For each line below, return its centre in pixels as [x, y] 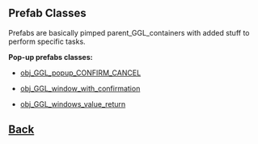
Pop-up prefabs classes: [51, 57]
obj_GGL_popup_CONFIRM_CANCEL [80, 73]
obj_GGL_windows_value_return [73, 104]
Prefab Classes [47, 13]
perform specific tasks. [47, 41]
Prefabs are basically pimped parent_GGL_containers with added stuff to [129, 32]
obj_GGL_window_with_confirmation [80, 88]
